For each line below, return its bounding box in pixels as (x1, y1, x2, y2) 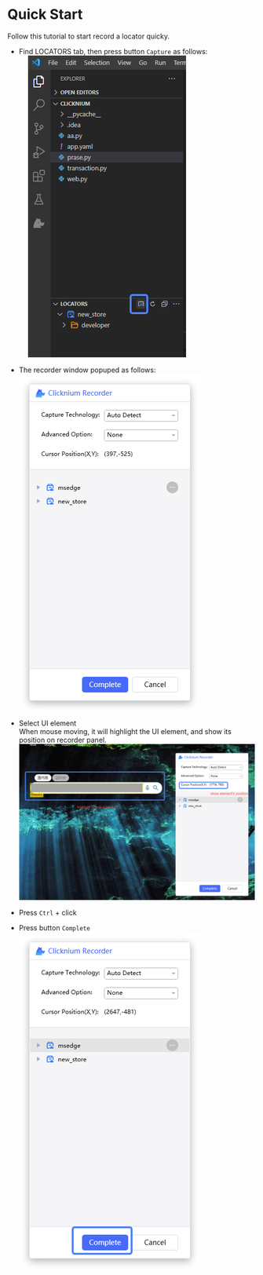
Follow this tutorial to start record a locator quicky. (7, 31, 170, 41)
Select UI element (18, 718, 77, 728)
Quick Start (7, 5, 83, 24)
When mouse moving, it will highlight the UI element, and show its (18, 726, 232, 736)
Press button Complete (18, 923, 91, 933)
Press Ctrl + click (18, 908, 77, 918)
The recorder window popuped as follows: (18, 365, 156, 374)
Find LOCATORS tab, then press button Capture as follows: (18, 46, 208, 56)
